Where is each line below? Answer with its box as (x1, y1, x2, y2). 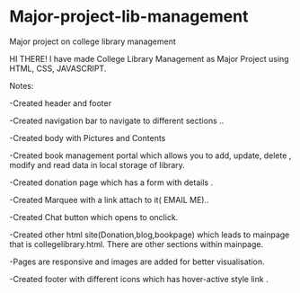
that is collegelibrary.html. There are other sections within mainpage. (9, 238, 263, 249)
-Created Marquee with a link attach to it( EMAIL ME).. (9, 194, 209, 205)
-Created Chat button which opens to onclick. (9, 211, 179, 222)
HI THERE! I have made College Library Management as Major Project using (9, 53, 289, 64)
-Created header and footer (9, 97, 112, 109)
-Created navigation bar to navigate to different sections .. (9, 115, 225, 126)
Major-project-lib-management (9, 6, 249, 27)
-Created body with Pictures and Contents (9, 132, 166, 143)
